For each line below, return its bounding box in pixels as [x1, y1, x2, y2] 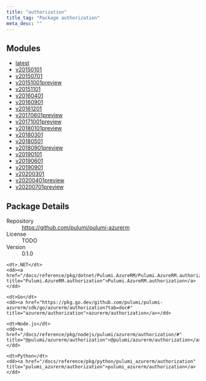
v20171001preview [15, 118, 62, 126]
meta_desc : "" [6, 20, 43, 26]
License [6, 231, 26, 237]
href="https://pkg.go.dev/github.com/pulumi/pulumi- [25, 299, 164, 306]
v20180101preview [15, 125, 63, 132]
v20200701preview [15, 183, 64, 191]
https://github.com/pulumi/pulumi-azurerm [21, 224, 130, 231]
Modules [6, 43, 41, 53]
